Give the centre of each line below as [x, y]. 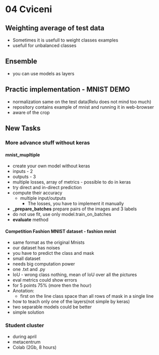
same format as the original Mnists [48, 242]
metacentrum [26, 342]
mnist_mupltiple [23, 155]
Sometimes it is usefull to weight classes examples [65, 40]
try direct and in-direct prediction [47, 188]
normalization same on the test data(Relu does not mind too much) [82, 102]
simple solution [28, 313]
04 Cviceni [29, 9]
